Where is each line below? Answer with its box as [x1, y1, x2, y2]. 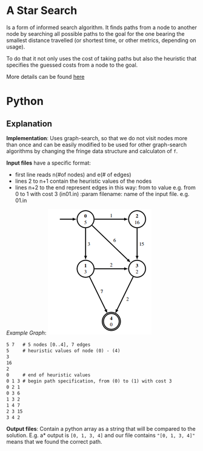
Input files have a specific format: [6, 159, 91, 166]
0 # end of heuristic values [6, 371, 91, 378]
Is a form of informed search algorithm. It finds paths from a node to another [6, 24, 197, 31]
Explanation [6, 118, 53, 129]
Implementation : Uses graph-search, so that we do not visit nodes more [6, 134, 188, 141]
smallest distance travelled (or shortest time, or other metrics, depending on [6, 36, 196, 44]
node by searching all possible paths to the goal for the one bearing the [6, 30, 185, 37]
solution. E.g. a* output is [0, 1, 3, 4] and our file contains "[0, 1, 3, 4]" [6, 432, 196, 439]
